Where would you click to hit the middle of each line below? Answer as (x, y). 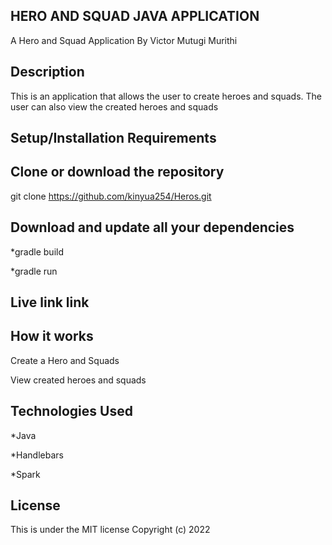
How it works (52, 336)
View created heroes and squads (78, 380)
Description (47, 72)
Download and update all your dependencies (152, 227)
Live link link (50, 302)
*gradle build (37, 251)
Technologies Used (71, 411)
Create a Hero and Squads (65, 360)
